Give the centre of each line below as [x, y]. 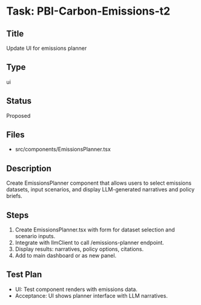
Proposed [18, 115]
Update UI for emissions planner [47, 48]
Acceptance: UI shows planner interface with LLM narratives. [91, 295]
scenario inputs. [35, 236]
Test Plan [24, 275]
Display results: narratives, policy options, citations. [79, 249]
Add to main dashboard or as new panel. [66, 256]
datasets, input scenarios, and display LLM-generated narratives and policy [100, 190]
